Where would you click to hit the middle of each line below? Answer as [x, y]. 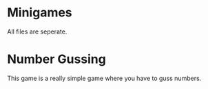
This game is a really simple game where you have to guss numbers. [104, 78]
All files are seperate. [37, 31]
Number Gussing [57, 59]
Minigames [40, 13]
